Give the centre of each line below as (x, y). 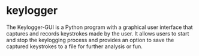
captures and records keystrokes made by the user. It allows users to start (98, 33)
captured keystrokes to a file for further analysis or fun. (74, 46)
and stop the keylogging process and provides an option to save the (90, 40)
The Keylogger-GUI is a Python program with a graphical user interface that (99, 27)
